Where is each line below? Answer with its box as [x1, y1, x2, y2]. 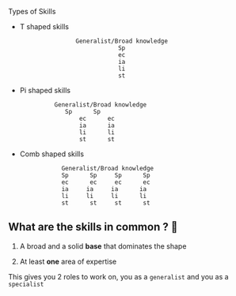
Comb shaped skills [19, 149, 85, 159]
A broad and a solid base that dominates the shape [19, 241, 187, 251]
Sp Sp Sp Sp [61, 171, 150, 179]
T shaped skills [19, 22, 70, 31]
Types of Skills [8, 7, 56, 16]
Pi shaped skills [19, 86, 71, 95]
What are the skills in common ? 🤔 [8, 220, 178, 234]
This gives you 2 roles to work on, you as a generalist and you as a [8, 272, 229, 281]
